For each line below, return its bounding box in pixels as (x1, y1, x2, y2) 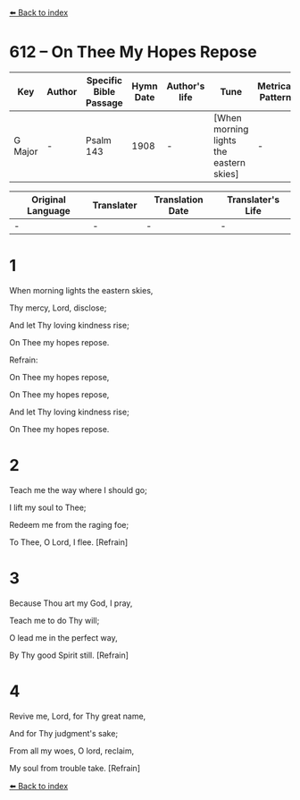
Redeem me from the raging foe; (9, 519, 129, 530)
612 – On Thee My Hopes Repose (9, 42, 257, 63)
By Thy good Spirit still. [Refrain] (9, 650, 129, 660)
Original (30, 193, 67, 206)
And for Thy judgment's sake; (9, 728, 119, 738)
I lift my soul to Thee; (9, 502, 87, 513)
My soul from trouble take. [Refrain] (9, 762, 141, 773)
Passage (86, 97, 123, 109)
